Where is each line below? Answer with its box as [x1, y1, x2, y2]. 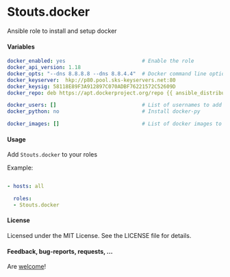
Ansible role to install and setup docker [7, 27, 118, 35]
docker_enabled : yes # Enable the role [7, 57, 194, 65]
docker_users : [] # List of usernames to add [7, 102, 222, 109]
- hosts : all [7, 183, 44, 190]
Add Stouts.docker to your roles [7, 150, 98, 159]
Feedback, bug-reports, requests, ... [7, 247, 113, 255]
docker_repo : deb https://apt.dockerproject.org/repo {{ [7, 90, 173, 96]
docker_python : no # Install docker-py [7, 108, 201, 115]
